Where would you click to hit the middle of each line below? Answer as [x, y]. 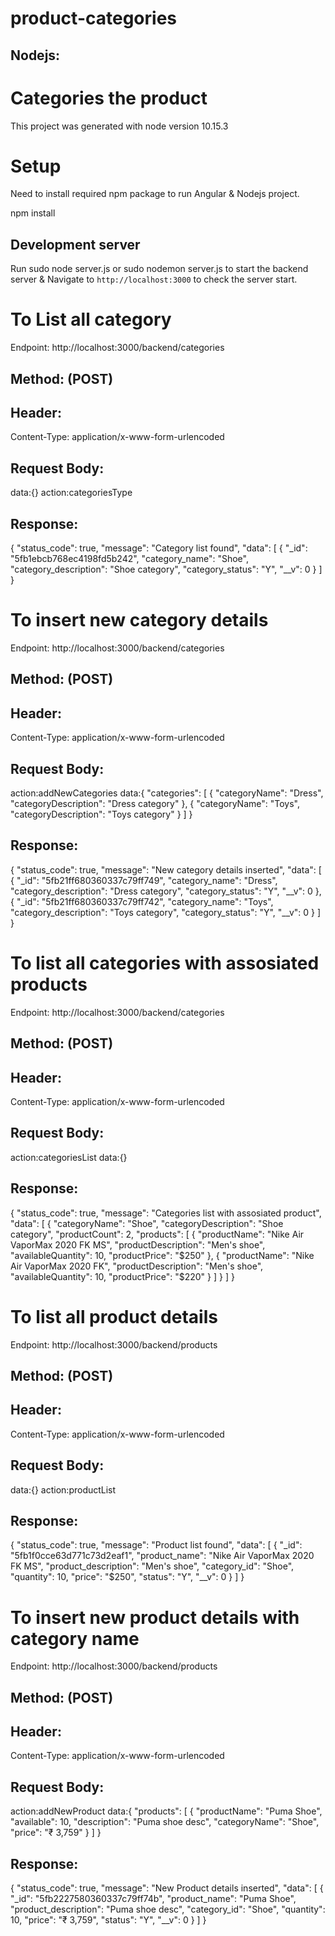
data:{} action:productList [63, 1489]
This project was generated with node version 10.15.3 [119, 126]
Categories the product [109, 98]
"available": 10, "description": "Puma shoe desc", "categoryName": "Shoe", [165, 1822]
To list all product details [114, 1316]
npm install [33, 213]
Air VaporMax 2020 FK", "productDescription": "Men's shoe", [137, 1266]
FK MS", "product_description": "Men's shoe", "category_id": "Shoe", [152, 1566]
